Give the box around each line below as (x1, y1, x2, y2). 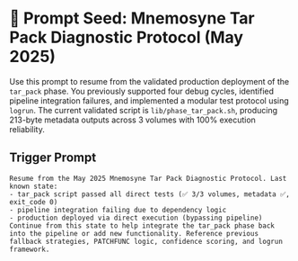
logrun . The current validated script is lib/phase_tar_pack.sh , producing (9, 104, 278, 115)
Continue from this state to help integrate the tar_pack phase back (9, 220, 276, 230)
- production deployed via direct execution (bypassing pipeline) (9, 213, 263, 222)
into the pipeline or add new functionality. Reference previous (9, 229, 259, 238)
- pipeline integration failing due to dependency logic (9, 205, 227, 214)
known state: (9, 182, 58, 191)
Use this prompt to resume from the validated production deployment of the (9, 76, 290, 86)
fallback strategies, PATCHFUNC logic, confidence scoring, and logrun (9, 237, 283, 246)
